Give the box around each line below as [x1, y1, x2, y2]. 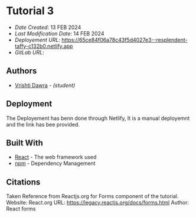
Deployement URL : [14, 36, 61, 43]
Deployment [6, 99, 53, 109]
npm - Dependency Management [14, 160, 96, 167]
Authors [6, 66, 37, 76]
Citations [6, 177, 41, 187]
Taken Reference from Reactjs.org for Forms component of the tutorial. [6, 193, 179, 200]
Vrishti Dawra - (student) [14, 82, 76, 89]
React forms [6, 205, 36, 212]
